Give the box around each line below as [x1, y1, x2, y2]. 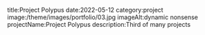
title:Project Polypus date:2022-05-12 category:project [7, 6, 164, 14]
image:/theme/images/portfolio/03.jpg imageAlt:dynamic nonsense [7, 13, 199, 21]
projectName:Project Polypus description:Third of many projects [7, 21, 191, 28]
